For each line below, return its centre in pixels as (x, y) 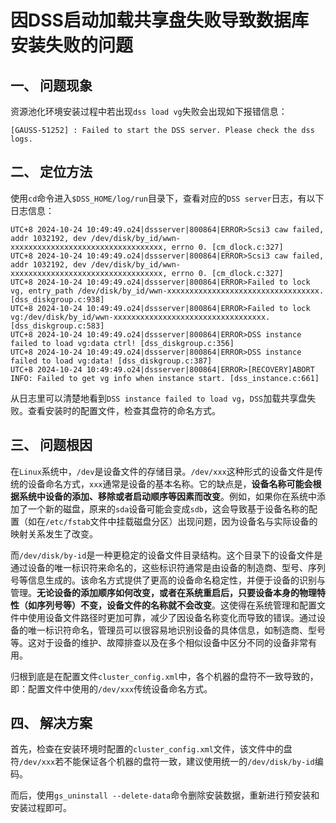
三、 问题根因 (51, 445)
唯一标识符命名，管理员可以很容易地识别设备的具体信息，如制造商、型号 (176, 630)
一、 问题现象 (51, 85)
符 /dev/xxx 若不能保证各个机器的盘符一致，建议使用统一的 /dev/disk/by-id (162, 762)
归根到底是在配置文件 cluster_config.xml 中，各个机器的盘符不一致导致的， (164, 676)
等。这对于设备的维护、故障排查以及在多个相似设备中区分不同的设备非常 (159, 642)
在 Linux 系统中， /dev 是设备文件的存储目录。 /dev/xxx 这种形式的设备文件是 (162, 471)
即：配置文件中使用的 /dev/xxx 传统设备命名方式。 (111, 688)
